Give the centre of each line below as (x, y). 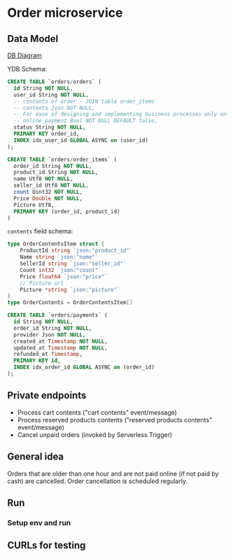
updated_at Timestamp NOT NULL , (61, 348)
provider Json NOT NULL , (50, 335)
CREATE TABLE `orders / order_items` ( (62, 159)
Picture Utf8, (34, 205)
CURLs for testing (47, 546)
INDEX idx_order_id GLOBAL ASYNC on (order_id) (84, 367)
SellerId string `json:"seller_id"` (73, 264)
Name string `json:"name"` (59, 257)
